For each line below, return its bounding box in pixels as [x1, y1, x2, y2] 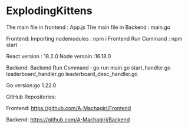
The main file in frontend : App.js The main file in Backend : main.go [6, 24, 171, 31]
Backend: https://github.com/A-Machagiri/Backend [6, 116, 130, 123]
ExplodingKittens [6, 4, 93, 18]
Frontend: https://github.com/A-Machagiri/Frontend [6, 104, 131, 111]
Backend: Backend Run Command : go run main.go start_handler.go [6, 64, 171, 71]
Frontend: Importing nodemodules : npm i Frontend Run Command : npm [6, 35, 183, 42]
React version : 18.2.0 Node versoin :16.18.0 [6, 52, 111, 59]
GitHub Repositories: [6, 93, 57, 100]
